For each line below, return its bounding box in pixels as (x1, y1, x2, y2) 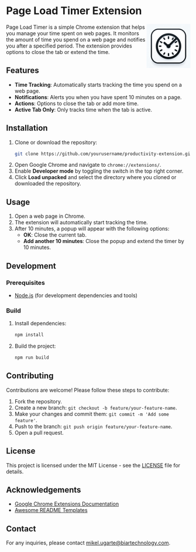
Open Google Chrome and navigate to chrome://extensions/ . (14, 161, 161, 169)
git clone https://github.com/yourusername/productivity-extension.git (14, 151, 193, 157)
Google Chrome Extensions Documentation (14, 500, 119, 507)
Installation (6, 123, 48, 133)
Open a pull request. (14, 429, 64, 436)
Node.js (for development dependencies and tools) (14, 292, 137, 299)
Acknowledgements (6, 485, 81, 494)
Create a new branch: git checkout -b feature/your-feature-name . (14, 404, 177, 411)
